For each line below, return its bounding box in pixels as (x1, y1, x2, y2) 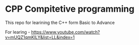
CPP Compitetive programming (5, 3, 135, 15)
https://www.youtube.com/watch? (31, 29, 100, 35)
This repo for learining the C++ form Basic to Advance (5, 20, 115, 25)
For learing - (5, 29, 30, 35)
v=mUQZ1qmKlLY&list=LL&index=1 (5, 34, 75, 40)
